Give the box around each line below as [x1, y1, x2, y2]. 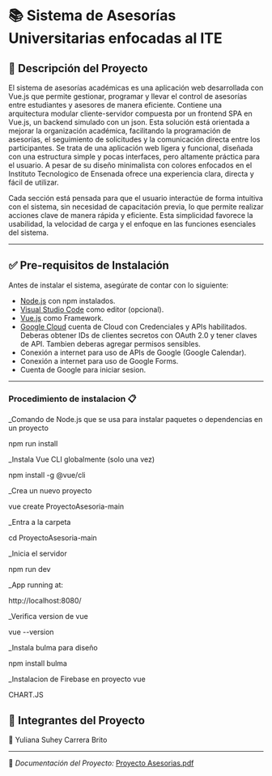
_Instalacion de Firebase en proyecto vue [8, 674, 146, 684]
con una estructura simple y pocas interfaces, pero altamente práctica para [8, 151, 261, 161]
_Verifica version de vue [8, 612, 89, 621]
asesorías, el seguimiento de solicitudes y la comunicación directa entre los [8, 134, 261, 144]
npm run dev [8, 565, 51, 574]
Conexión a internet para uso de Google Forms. [19, 356, 179, 365]
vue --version [8, 627, 54, 637]
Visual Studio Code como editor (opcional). [19, 305, 164, 314]
